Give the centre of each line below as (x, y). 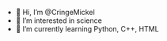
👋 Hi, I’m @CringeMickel (55, 12)
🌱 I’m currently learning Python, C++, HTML (87, 29)
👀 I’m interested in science (59, 20)
